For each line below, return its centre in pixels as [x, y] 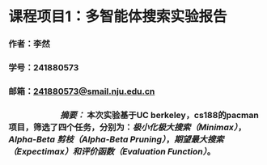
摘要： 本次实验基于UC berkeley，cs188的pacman [159, 115]
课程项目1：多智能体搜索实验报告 [118, 17]
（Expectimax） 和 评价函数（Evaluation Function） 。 [112, 151]
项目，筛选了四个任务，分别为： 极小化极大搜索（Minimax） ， [127, 127]
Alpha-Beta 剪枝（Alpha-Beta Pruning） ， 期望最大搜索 [116, 139]
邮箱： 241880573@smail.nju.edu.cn [82, 91]
